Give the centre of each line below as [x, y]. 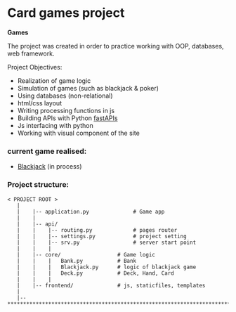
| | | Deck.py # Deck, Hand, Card [95, 273]
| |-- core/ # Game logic [86, 254]
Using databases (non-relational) [65, 96]
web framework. [31, 53]
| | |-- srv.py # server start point [106, 242]
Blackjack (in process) [50, 167]
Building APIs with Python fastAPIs [67, 118]
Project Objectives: [35, 67]
